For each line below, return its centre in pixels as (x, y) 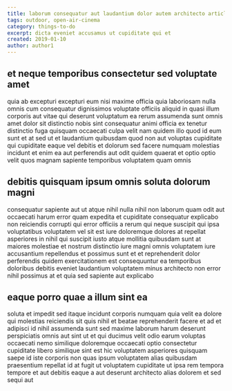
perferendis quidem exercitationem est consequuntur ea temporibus (104, 261)
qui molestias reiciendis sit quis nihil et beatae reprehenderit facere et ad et (114, 321)
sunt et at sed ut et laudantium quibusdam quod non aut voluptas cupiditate (115, 138)
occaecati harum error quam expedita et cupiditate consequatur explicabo (113, 217)
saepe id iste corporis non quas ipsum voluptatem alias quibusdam (102, 358)
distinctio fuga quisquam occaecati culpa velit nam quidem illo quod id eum (115, 130)
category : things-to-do (41, 26)
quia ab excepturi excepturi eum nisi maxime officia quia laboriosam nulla (112, 101)
